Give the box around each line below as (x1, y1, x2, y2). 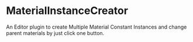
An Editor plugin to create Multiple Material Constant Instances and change (6, 23, 187, 30)
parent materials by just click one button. (6, 29, 105, 36)
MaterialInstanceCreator (6, 4, 129, 17)
